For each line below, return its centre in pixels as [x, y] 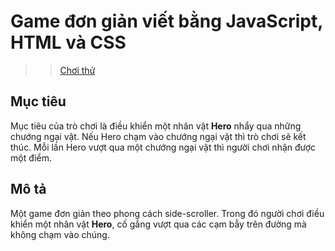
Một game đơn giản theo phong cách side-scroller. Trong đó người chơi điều [167, 213]
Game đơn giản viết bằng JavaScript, [166, 21]
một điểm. [31, 157]
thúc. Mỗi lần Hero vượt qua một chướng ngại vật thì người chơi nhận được [163, 147]
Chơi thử [77, 70]
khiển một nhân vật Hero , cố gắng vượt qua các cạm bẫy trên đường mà [158, 224]
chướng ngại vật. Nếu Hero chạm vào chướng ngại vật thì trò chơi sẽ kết [158, 136]
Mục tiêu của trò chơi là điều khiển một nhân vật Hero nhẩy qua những [156, 126]
